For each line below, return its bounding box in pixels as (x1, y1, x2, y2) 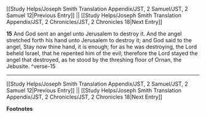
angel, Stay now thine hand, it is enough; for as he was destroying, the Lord (6, 43, 197, 50)
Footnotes (6, 105, 33, 112)
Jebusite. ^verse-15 (6, 62, 56, 70)
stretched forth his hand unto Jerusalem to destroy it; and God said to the (6, 37, 192, 43)
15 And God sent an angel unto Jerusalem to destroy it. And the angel (6, 30, 182, 37)
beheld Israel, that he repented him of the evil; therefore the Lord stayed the (6, 50, 198, 57)
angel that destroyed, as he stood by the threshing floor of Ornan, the (6, 56, 182, 63)
